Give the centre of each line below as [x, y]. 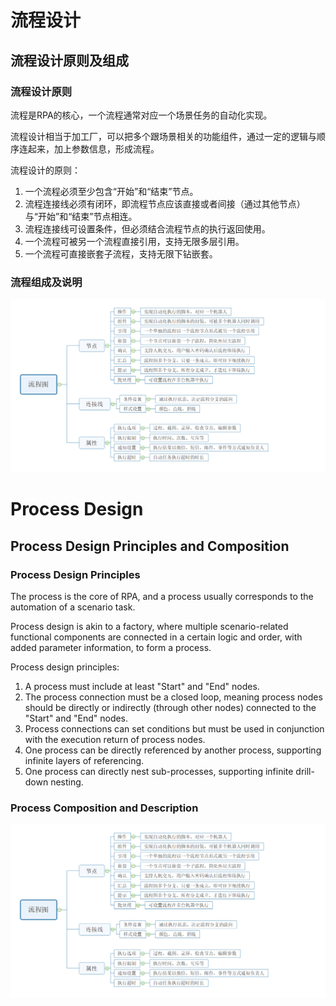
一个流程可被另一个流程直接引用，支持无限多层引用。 [134, 241]
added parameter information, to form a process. [111, 648]
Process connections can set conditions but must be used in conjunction [174, 729]
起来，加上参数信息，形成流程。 [93, 148]
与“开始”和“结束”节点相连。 [81, 216]
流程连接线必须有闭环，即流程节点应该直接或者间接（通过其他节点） [165, 203]
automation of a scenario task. [73, 607]
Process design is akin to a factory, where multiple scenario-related [149, 627]
